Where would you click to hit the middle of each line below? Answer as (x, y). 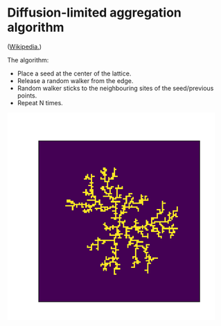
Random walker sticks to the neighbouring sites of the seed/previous (115, 88)
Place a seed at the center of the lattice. (74, 73)
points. (27, 96)
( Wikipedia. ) (25, 46)
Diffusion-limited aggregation (95, 13)
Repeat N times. (40, 102)
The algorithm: (28, 60)
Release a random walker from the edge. (75, 80)
